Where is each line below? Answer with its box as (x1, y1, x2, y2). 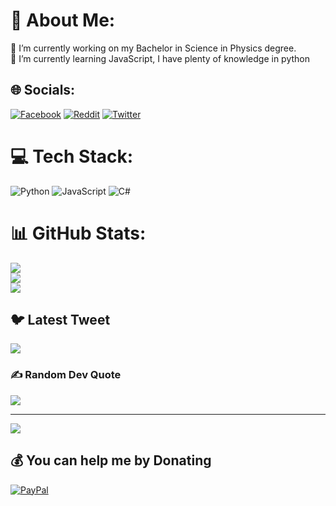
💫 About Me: (10, 9, 116, 32)
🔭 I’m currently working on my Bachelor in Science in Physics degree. (10, 42, 297, 54)
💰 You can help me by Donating (10, 452, 212, 469)
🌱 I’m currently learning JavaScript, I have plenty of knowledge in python (10, 52, 310, 64)
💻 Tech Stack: (10, 145, 134, 168)
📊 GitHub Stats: (10, 222, 147, 244)
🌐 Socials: (10, 82, 76, 99)
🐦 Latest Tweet (10, 312, 111, 329)
